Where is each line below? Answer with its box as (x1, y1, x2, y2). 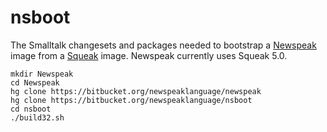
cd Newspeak (10, 77, 60, 88)
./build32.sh (10, 112, 65, 123)
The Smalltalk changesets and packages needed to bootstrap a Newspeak (10, 39, 317, 51)
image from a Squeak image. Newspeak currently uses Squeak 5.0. (10, 49, 288, 61)
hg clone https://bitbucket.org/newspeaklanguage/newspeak (10, 86, 262, 96)
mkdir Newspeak (10, 69, 74, 79)
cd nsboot (10, 104, 52, 114)
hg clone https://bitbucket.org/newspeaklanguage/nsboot (10, 95, 253, 105)
